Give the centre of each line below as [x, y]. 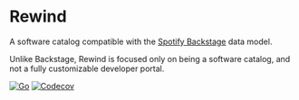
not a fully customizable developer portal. [87, 68]
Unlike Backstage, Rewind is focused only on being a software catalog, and [150, 59]
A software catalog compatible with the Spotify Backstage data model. [141, 41]
